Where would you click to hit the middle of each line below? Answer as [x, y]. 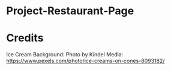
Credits [25, 38]
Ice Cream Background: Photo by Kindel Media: [65, 55]
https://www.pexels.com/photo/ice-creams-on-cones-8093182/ [85, 61]
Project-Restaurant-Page [70, 11]
